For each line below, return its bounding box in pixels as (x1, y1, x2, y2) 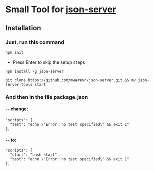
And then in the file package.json (5, 93, 88, 100)
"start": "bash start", (10, 152, 59, 157)
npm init (5, 50, 24, 55)
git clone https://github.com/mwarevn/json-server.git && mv (5, 77, 136, 83)
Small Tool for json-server (5, 4, 117, 15)
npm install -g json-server (5, 69, 64, 74)
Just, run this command (5, 39, 64, 46)
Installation (5, 24, 41, 32)
